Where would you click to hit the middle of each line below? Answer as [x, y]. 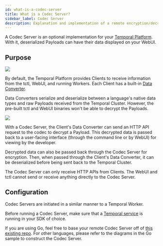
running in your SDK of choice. [36, 218]
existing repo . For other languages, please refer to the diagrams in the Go [78, 233]
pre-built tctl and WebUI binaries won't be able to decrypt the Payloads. [77, 109]
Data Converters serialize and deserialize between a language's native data [81, 98]
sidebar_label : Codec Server [34, 19]
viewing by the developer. [31, 143]
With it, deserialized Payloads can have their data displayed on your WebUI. [81, 42]
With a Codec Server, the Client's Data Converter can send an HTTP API [77, 127]
